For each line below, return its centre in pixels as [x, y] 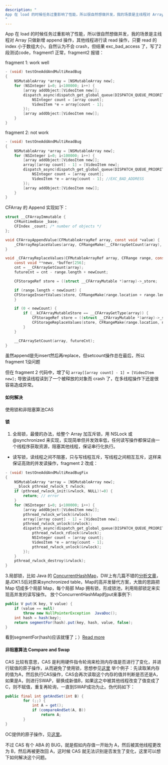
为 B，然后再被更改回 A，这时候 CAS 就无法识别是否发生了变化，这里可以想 [83, 751]
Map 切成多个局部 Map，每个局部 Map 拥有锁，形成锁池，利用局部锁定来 [80, 588]
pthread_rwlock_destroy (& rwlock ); [50, 561]
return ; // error [41, 496]
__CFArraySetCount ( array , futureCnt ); [54, 341]
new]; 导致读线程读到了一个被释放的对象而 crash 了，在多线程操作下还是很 [82, 379]
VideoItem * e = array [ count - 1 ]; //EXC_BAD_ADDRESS [88, 179]
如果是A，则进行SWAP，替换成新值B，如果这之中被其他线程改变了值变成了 [82, 681]
